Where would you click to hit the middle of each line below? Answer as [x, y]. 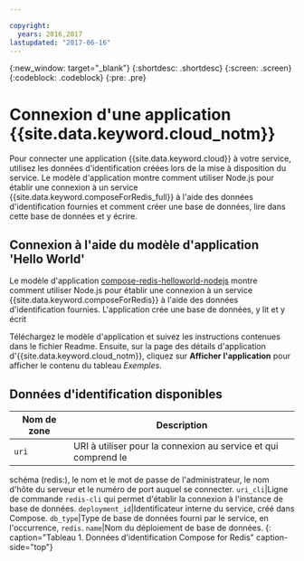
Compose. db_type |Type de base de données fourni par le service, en [139, 518]
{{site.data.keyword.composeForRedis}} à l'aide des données [124, 300]
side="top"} [31, 547]
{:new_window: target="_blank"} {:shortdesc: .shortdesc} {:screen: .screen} [151, 68]
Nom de [39, 419]
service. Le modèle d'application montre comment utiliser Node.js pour [142, 178]
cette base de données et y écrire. [73, 216]
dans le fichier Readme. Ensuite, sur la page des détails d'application [138, 347]
